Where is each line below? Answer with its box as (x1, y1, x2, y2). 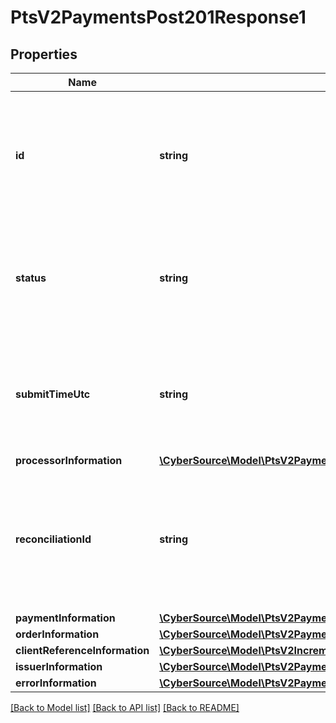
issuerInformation (15, 660, 103, 673)
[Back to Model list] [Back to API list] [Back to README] (10, 702, 240, 713)
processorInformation (15, 454, 123, 467)
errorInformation (15, 676, 97, 690)
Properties (10, 46, 78, 63)
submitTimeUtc (15, 387, 91, 401)
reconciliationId (15, 532, 92, 546)
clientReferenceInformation (15, 644, 150, 657)
